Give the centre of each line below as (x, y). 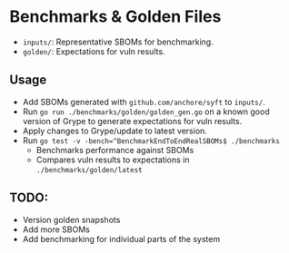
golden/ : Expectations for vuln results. (94, 51)
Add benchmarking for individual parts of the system (121, 238)
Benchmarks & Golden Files (115, 17)
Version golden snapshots (71, 219)
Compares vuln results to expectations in (113, 160)
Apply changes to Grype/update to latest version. (115, 131)
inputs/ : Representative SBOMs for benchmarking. (118, 42)
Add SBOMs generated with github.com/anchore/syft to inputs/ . (144, 102)
